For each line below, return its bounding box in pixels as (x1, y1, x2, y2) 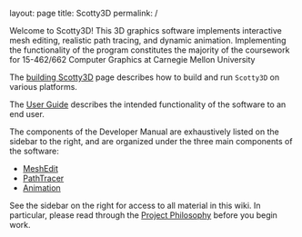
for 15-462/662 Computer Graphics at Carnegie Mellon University (9, 54, 256, 64)
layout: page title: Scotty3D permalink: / (9, 8, 158, 18)
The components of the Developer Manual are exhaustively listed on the (9, 126, 279, 137)
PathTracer (22, 173, 65, 183)
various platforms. (9, 82, 77, 92)
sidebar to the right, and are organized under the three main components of (9, 136, 293, 146)
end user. (9, 109, 45, 119)
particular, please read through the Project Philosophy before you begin (9, 210, 277, 221)
